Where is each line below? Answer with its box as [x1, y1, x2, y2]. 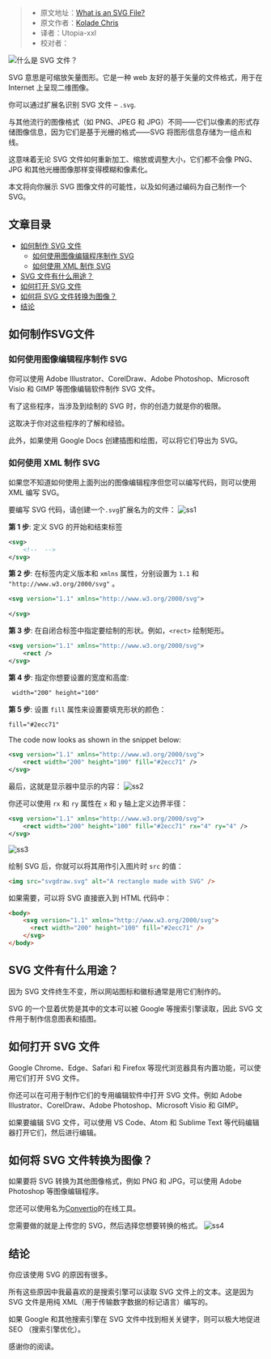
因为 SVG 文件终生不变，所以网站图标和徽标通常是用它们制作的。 [8, 986, 226, 996]
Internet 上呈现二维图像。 [8, 83, 94, 92]
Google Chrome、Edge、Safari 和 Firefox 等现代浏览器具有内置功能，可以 [8, 1063, 255, 1073]
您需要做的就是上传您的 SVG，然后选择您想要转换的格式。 [8, 1221, 202, 1230]
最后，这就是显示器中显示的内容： [8, 781, 122, 791]
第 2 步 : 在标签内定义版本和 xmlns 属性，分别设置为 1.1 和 [8, 569, 200, 578]
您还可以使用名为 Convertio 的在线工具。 [8, 1204, 141, 1213]
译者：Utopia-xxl [40, 28, 97, 37]
